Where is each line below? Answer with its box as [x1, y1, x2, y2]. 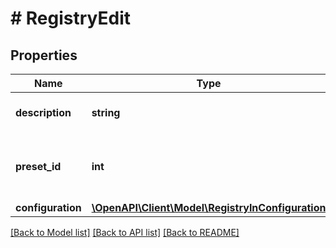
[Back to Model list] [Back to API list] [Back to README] [10, 227, 240, 238]
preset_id [15, 160, 62, 173]
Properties [10, 47, 78, 64]
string [91, 106, 121, 119]
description [15, 106, 72, 119]
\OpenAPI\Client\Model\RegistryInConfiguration [91, 201, 327, 214]
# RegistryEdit [10, 7, 132, 30]
